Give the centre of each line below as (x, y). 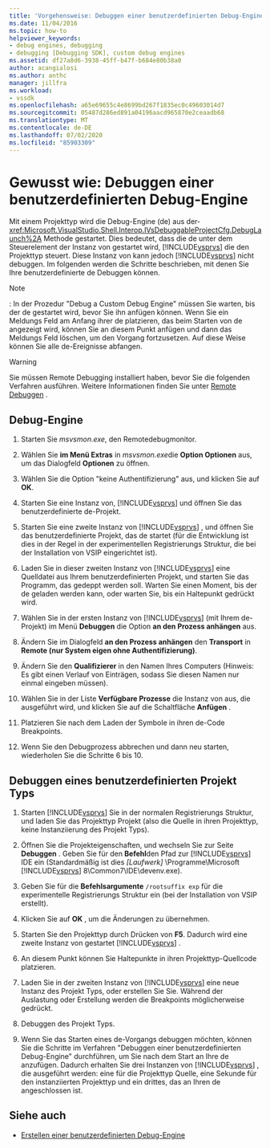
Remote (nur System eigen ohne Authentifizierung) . (109, 650)
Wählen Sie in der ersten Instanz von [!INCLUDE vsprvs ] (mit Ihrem (130, 618)
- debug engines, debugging (56, 46)
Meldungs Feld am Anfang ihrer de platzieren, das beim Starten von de (126, 321)
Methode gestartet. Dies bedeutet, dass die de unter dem (138, 238)
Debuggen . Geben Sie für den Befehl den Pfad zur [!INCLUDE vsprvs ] (136, 854)
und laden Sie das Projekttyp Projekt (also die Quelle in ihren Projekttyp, (139, 821)
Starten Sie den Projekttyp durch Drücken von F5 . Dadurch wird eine (134, 934)
